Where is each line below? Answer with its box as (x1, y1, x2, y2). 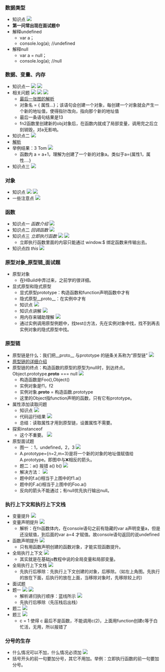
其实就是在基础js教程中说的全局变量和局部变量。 (19, 556, 118, 562)
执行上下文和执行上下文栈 (5, 501, 66, 508)
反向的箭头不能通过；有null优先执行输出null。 (19, 487, 112, 493)
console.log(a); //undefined (19, 40, 75, 46)
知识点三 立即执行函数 (12, 233, 57, 239)
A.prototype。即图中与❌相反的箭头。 (19, 457, 95, 463)
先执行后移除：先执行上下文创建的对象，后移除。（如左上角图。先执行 (19, 569, 160, 574)
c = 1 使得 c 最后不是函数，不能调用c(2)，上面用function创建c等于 (19, 618, 154, 624)
